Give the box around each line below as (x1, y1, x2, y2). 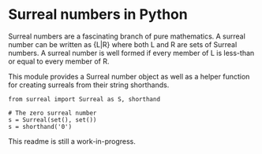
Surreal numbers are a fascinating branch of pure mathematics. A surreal (8, 31, 246, 41)
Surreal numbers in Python (8, 5, 188, 24)
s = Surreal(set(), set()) (8, 115, 97, 123)
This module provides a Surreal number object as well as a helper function (8, 71, 250, 81)
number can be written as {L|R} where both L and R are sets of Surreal (8, 39, 238, 49)
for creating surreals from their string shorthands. (8, 80, 170, 90)
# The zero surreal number (8, 108, 97, 117)
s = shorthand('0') (8, 123, 73, 130)
